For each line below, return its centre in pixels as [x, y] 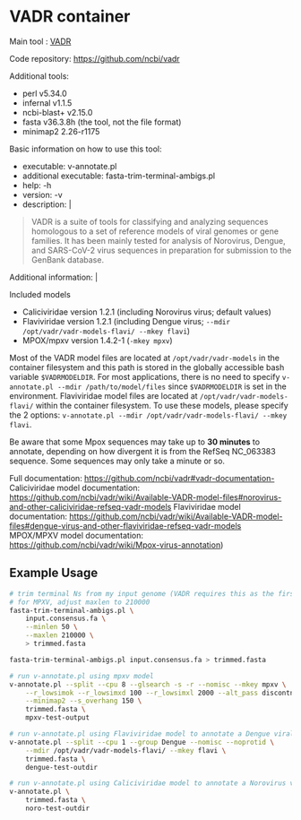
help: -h [37, 185]
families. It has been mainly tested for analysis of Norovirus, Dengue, [158, 240]
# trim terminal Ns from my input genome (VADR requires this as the [142, 593]
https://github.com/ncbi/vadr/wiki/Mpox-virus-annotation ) [116, 545]
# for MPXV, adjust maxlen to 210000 [80, 602]
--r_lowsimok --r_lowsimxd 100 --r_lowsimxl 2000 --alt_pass [142, 693]
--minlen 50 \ [52, 627]
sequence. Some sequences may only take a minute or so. [117, 461]
